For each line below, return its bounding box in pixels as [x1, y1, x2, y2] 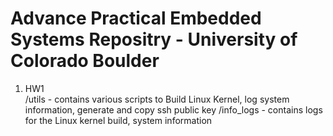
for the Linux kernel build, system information [24, 114, 213, 126]
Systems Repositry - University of [10, 28, 298, 51]
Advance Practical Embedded [10, 7, 262, 30]
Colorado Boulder [10, 50, 160, 72]
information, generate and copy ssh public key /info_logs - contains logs [24, 103, 323, 116]
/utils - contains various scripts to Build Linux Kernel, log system [24, 93, 290, 105]
